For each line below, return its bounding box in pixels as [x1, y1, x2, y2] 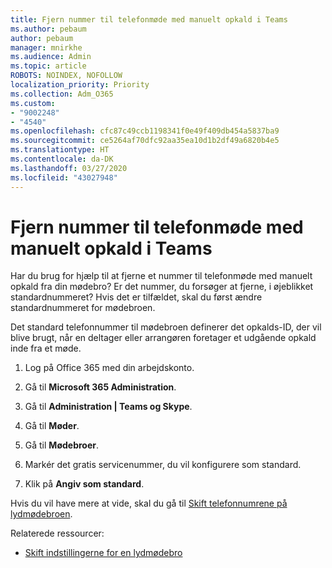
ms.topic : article [10, 61, 87, 71]
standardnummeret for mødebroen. [10, 302, 156, 314]
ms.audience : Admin [10, 52, 92, 62]
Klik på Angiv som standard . [24, 478, 145, 490]
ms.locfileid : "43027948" [10, 172, 118, 183]
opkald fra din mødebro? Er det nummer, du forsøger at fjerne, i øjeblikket [10, 281, 314, 293]
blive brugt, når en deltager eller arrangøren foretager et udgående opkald [10, 332, 317, 344]
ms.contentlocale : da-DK [10, 154, 114, 164]
